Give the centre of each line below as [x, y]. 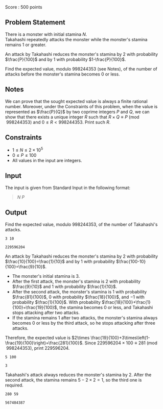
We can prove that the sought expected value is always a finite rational [76, 101]
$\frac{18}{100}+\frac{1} [126, 302]
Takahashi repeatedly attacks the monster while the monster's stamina [76, 39]
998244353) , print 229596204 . [38, 348]
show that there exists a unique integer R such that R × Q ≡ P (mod [72, 117]
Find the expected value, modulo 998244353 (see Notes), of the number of [81, 69]
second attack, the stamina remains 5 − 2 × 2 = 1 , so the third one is [73, 380]
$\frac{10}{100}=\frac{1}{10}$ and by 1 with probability [60, 261]
